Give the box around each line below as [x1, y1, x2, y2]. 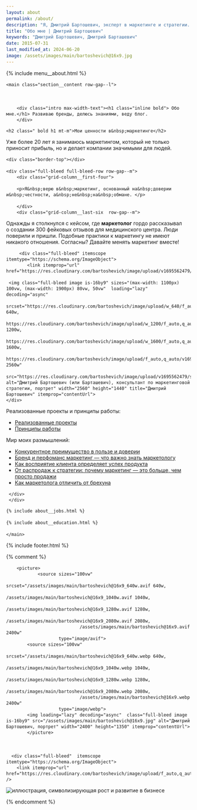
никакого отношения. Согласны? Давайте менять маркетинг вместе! [6, 238, 180, 245]
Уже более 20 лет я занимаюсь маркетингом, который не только [6, 138, 170, 145]
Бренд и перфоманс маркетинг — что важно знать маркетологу [14, 454, 176, 461]
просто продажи [14, 473, 57, 480]
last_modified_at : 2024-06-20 [6, 47, 80, 53]
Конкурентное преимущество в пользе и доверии [14, 448, 141, 455]
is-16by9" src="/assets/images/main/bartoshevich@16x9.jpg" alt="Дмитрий [6, 718, 191, 724]
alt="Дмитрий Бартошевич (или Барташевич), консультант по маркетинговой [6, 379, 191, 386]
